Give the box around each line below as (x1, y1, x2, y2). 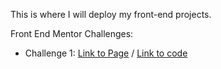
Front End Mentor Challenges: (10, 28, 134, 39)
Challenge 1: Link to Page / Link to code (24, 47, 188, 59)
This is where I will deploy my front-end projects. (10, 9, 212, 20)
